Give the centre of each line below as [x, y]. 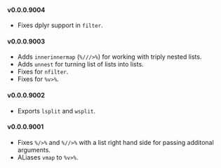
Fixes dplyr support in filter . [60, 25]
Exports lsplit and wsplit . [56, 111]
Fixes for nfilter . [43, 72]
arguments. [34, 150]
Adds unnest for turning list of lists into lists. [80, 64]
